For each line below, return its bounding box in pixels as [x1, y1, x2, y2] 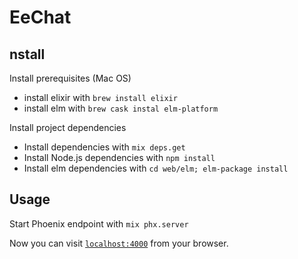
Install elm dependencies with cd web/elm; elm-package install [23, 162, 289, 174]
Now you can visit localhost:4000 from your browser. [9, 237, 229, 249]
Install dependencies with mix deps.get [23, 141, 186, 153]
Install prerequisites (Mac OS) [9, 72, 132, 84]
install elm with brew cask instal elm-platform [23, 102, 219, 114]
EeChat [9, 6, 72, 29]
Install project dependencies [9, 122, 127, 133]
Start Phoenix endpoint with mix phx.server [9, 217, 189, 230]
